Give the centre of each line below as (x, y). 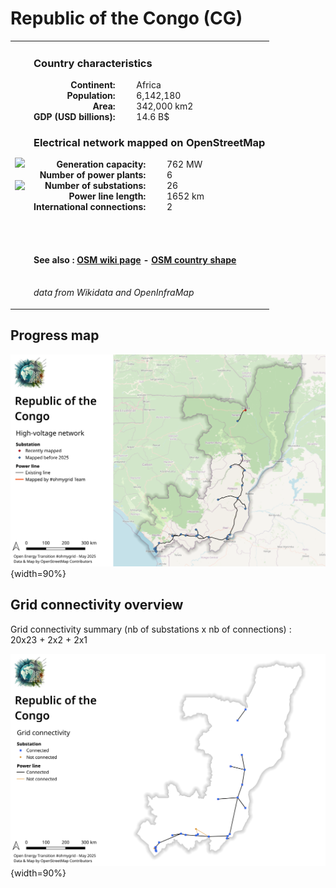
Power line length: (107, 196)
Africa (149, 84)
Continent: (93, 84)
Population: (91, 95)
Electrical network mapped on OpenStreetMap (149, 142)
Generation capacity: (101, 164)
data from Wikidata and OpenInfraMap (114, 293)
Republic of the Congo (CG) (126, 18)
